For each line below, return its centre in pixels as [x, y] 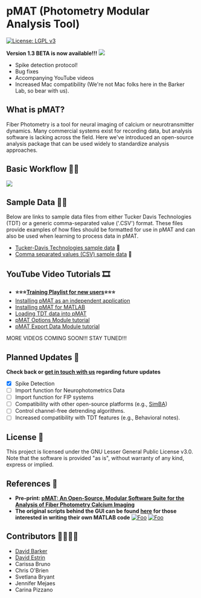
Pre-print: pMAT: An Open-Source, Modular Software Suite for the [100, 498]
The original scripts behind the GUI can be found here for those [96, 511]
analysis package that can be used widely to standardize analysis [88, 143]
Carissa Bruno [33, 563]
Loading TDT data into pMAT [51, 314]
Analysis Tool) [43, 24]
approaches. [22, 150]
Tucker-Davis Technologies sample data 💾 [68, 248]
